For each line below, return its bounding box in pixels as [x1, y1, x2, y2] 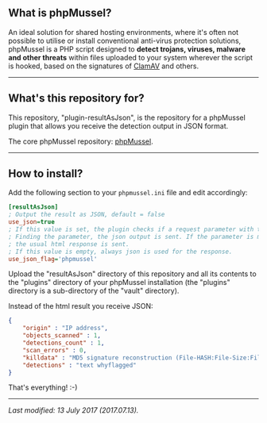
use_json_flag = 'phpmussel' [8, 255, 98, 263]
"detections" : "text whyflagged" [22, 361, 137, 369]
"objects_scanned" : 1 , [22, 332, 102, 340]
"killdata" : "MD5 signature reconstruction [22, 353, 172, 362]
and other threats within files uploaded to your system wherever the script [8, 52, 253, 62]
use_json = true [8, 218, 56, 226]
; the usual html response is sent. [8, 240, 130, 248]
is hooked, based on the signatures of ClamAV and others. [8, 61, 199, 71]
